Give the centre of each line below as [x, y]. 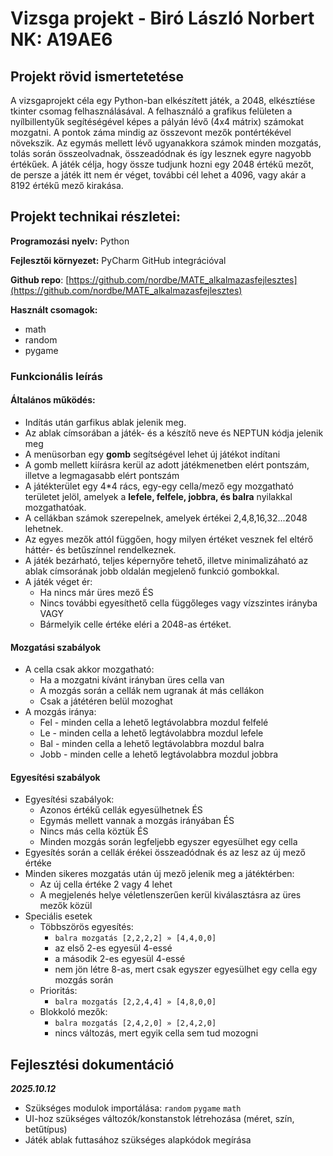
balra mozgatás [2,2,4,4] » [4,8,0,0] [135, 1002]
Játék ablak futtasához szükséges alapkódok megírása [138, 1140]
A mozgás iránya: [60, 712]
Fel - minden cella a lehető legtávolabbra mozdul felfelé [154, 723]
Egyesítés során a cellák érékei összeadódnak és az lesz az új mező [165, 853]
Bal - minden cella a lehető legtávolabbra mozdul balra [152, 744]
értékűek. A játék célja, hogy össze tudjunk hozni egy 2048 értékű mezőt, [162, 164]
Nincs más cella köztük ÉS [94, 831]
